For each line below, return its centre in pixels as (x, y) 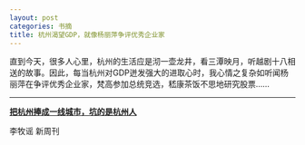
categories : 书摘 (41, 26)
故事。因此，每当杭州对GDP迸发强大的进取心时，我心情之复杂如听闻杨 (157, 72)
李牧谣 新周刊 (34, 131)
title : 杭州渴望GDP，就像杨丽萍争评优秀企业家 (87, 34)
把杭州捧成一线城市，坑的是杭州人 (73, 112)
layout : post (34, 18)
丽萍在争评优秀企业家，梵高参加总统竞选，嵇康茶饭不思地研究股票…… (140, 84)
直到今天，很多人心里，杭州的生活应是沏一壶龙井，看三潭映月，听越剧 (141, 62)
